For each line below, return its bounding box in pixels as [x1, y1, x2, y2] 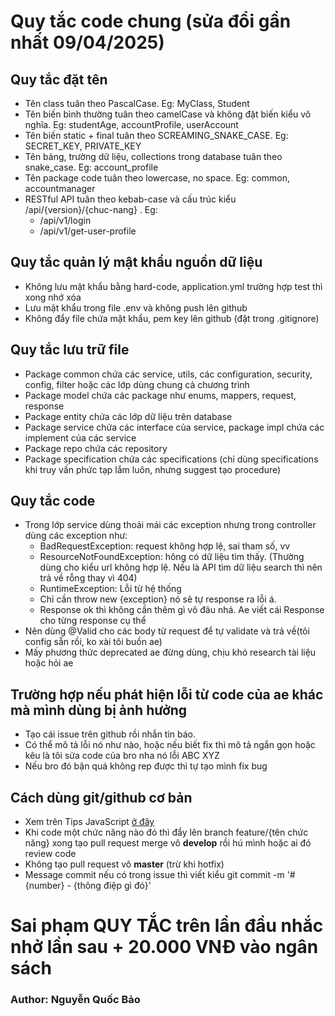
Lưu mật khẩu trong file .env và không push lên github [24, 301, 248, 314]
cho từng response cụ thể [39, 615, 147, 627]
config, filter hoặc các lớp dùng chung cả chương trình [24, 378, 250, 390]
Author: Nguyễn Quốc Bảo [10, 993, 141, 1007]
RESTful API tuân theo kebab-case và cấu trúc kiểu [24, 193, 237, 205]
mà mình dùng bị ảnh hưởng [10, 701, 188, 719]
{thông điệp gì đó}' [73, 880, 152, 892]
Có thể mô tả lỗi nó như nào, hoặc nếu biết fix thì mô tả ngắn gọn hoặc [24, 739, 316, 751]
